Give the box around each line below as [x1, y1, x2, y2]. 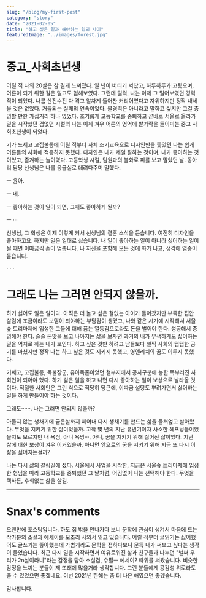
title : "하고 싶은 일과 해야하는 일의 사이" [6, 26, 104, 33]
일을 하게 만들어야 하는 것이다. [6, 391, 78, 399]
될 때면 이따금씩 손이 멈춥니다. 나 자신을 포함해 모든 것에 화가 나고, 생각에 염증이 [6, 245, 197, 252]
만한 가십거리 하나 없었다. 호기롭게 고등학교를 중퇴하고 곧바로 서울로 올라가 [17, 112, 196, 120]
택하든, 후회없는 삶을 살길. [6, 477, 69, 484]
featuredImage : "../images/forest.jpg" [6, 32, 109, 38]
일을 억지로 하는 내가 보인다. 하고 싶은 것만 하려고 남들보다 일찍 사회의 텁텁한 [6, 340, 189, 347]
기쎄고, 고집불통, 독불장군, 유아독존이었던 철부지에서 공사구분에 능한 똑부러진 [6, 369, 190, 376]
